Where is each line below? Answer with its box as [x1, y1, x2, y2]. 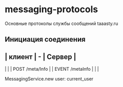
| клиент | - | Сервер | [5, 52, 77, 61]
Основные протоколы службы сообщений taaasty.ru [5, 20, 118, 26]
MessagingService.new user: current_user [5, 76, 94, 82]
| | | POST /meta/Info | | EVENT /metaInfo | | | [5, 66, 99, 72]
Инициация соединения [5, 35, 86, 44]
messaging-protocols [5, 4, 98, 15]
